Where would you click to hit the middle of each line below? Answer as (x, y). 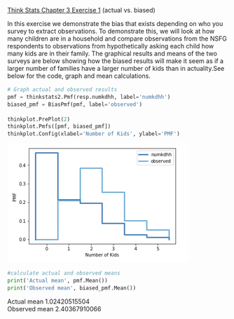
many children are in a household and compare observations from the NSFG (117, 39)
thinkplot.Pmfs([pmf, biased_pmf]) (59, 127)
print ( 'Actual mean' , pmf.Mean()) (58, 280)
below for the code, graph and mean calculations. (79, 76)
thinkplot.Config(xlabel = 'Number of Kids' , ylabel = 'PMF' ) (94, 134)
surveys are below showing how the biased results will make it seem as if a (116, 61)
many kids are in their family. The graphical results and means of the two (112, 53)
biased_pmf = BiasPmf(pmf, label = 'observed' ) (75, 104)
